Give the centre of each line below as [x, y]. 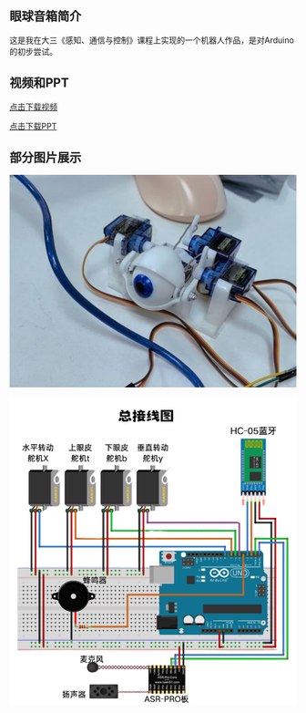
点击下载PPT [33, 126]
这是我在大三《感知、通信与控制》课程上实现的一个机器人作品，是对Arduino [152, 40]
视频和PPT [40, 83]
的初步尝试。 [33, 51]
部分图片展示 [46, 158]
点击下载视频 [33, 107]
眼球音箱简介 [46, 16]
